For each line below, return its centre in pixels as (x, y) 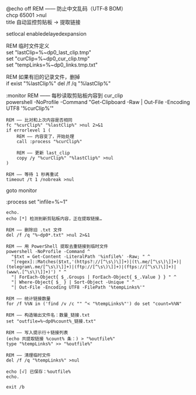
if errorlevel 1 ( (28, 130)
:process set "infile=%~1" (37, 202)
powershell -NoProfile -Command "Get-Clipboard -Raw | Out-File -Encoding (98, 102)
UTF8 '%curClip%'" (30, 108)
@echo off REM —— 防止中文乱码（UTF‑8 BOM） (66, 8)
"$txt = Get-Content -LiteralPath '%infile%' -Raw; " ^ (81, 257)
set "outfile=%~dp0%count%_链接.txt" (51, 321)
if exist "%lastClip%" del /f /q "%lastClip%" (59, 83)
